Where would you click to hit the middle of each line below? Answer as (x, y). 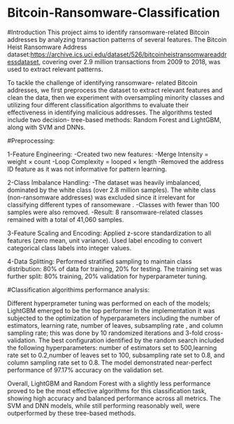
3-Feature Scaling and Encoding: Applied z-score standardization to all (109, 233)
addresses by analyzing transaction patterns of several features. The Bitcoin (117, 39)
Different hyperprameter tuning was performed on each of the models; (109, 303)
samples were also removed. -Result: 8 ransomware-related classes (105, 212)
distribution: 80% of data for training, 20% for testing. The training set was (115, 268)
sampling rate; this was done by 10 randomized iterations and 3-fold (105, 333)
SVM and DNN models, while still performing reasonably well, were (104, 405)
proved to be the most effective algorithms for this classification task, (107, 391)
